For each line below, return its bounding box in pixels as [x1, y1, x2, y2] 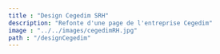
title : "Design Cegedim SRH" [8, 11, 110, 20]
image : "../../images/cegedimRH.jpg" [8, 26, 138, 34]
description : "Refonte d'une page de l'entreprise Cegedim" [8, 19, 214, 27]
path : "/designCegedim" [8, 33, 91, 42]
